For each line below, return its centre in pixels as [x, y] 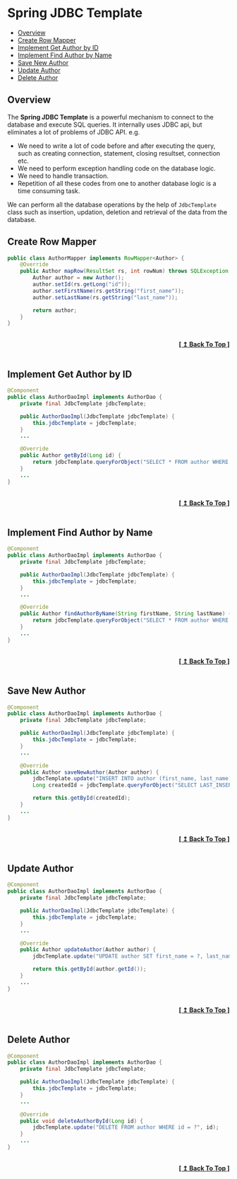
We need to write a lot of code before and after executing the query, [116, 146]
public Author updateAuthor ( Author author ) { [88, 950]
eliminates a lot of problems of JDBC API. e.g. [74, 132]
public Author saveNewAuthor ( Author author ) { [90, 772]
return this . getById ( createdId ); [82, 798]
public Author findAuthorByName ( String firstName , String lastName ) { [126, 614]
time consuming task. [49, 191]
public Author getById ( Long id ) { [71, 455]
